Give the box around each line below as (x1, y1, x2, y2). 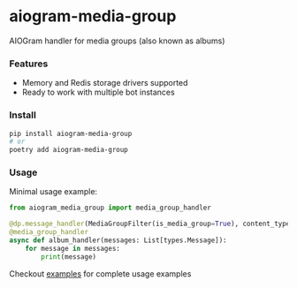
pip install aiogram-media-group (9, 129, 133, 138)
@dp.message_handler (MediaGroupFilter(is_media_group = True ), (9, 219, 240, 229)
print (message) (41, 252, 97, 261)
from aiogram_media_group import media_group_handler (9, 203, 212, 213)
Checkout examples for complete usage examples (9, 268, 192, 279)
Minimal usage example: (9, 186, 98, 197)
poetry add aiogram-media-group (9, 146, 128, 155)
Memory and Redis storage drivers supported (21, 78, 188, 88)
